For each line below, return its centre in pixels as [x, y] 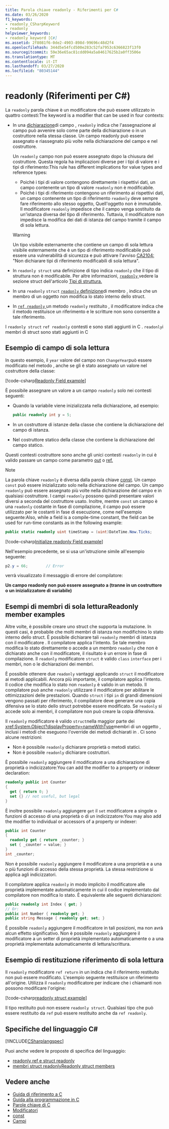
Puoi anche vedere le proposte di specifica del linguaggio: [66, 1051]
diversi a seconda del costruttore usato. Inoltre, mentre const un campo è [81, 501]
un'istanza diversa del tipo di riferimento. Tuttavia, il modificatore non [92, 214]
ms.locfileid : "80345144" [32, 71]
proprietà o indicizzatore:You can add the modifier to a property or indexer [83, 767]
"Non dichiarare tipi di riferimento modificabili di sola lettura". [76, 261]
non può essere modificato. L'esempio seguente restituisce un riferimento [82, 978]
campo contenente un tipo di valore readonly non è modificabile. [87, 187]
